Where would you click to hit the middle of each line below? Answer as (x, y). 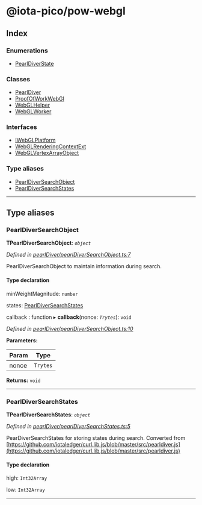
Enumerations (27, 51)
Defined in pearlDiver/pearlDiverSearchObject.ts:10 (70, 328)
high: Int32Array (27, 478)
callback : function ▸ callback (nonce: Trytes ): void (69, 317)
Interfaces (22, 127)
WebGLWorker (33, 111)
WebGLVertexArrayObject (47, 153)
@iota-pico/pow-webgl (66, 11)
